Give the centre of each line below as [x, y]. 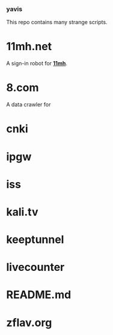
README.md [39, 295]
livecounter [35, 267]
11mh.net [29, 47]
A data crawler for [29, 105]
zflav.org [29, 323]
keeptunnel [35, 240]
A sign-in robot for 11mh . [37, 63]
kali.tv [22, 212]
